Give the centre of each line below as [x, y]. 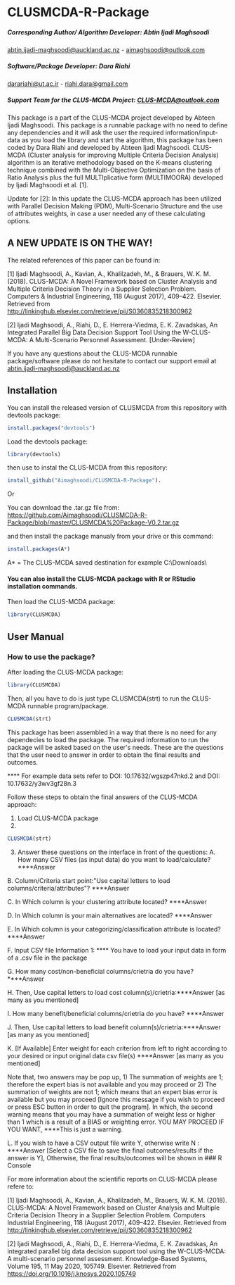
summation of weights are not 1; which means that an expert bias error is [112, 1091]
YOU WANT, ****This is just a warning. [65, 1129]
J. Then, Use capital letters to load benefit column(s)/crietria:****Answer [114, 1027]
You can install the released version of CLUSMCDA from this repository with [117, 407]
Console [19, 1165]
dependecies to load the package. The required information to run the [108, 739]
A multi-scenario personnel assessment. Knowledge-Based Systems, [107, 1258]
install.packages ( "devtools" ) [52, 428]
